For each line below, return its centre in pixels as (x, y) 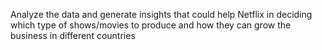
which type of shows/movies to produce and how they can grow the (151, 25)
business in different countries (73, 35)
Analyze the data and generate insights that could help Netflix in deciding (161, 14)
